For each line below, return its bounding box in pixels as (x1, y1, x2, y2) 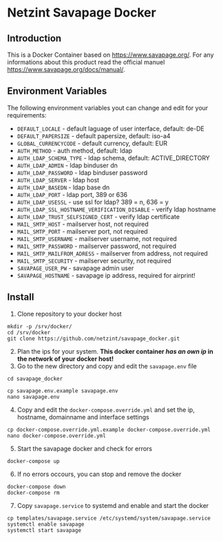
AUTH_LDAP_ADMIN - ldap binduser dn (17, 161, 118, 169)
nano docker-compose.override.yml (7, 432, 107, 439)
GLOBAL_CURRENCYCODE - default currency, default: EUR (17, 139, 168, 147)
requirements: (7, 111, 47, 119)
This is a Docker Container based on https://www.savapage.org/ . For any (7, 50, 215, 59)
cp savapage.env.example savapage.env (7, 387, 118, 395)
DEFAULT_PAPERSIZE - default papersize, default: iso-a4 (17, 131, 171, 140)
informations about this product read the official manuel (7, 58, 165, 66)
